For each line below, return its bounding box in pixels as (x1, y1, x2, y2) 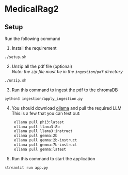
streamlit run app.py (4, 165, 48, 170)
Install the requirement (11, 45, 57, 51)
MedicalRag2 (4, 3, 59, 15)
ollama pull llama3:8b (14, 124, 60, 129)
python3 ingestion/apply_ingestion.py (4, 96, 83, 101)
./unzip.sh (4, 78, 27, 83)
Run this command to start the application (11, 156, 96, 161)
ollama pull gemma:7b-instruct (14, 142, 77, 147)
